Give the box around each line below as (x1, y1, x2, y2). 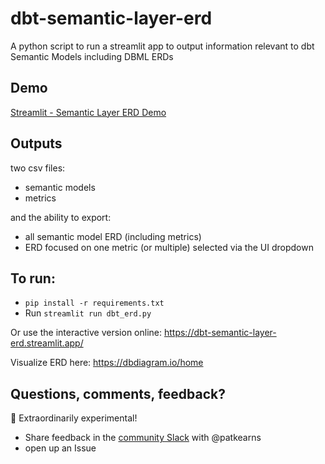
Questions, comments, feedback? (10, 385, 226, 402)
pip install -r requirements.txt (24, 298, 165, 309)
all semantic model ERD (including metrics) (24, 230, 202, 242)
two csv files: (10, 162, 66, 174)
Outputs (10, 135, 63, 152)
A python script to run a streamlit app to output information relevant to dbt (10, 40, 315, 52)
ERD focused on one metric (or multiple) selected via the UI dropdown (24, 241, 314, 253)
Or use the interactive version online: (10, 327, 163, 339)
